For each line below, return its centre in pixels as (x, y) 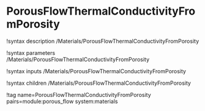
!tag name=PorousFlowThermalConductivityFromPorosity (79, 95)
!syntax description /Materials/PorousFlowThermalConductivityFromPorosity (103, 41)
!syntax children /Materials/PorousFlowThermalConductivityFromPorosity (99, 83)
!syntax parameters (31, 52)
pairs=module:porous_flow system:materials (62, 101)
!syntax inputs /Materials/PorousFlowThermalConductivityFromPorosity (96, 71)
